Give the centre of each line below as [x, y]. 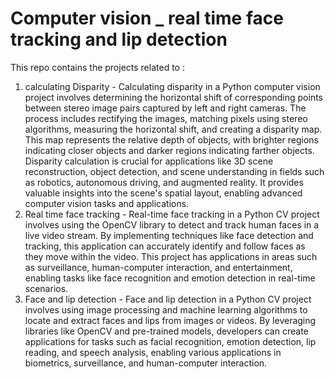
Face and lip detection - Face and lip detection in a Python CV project [168, 299]
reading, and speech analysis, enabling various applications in [153, 352]
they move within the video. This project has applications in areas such [171, 256]
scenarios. [46, 288]
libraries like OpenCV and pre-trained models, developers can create [166, 331]
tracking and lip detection [119, 39]
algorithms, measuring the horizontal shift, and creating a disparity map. [173, 129]
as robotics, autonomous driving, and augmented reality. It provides [164, 182]
